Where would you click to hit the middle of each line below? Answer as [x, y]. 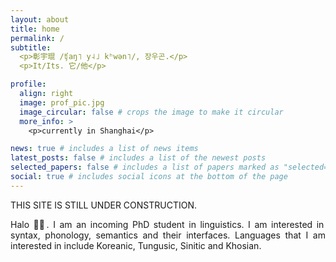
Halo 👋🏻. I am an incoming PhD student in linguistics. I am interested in [167, 224]
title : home [35, 29]
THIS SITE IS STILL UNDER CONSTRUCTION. [104, 205]
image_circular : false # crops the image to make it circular [151, 112]
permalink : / [37, 38]
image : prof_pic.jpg [62, 102]
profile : [28, 84]
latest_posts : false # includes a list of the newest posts [138, 158]
